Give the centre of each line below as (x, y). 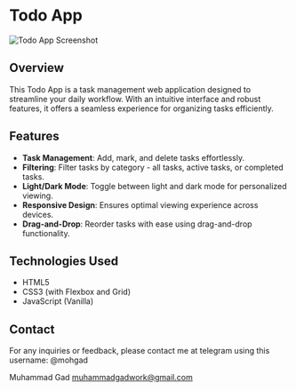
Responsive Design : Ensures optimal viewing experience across (140, 204)
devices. (38, 214)
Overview (37, 68)
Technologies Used (64, 261)
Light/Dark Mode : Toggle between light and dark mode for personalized (154, 186)
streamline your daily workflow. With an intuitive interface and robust (135, 99)
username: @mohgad (49, 360)
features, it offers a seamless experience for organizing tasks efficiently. (141, 108)
